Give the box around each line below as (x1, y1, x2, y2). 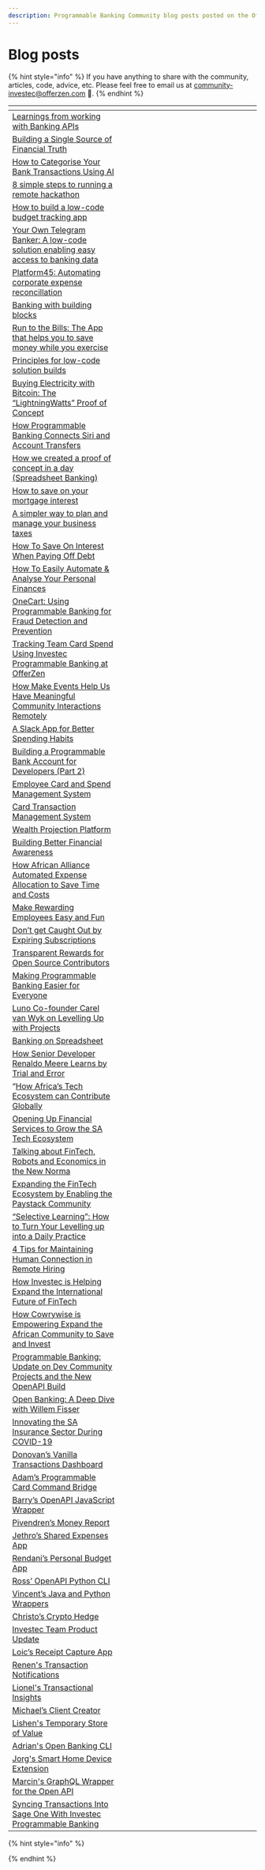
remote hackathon (12, 189, 80, 200)
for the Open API (12, 1785, 74, 1797)
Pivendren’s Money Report (12, 1517, 110, 1528)
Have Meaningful (12, 690, 76, 702)
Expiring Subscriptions (12, 934, 96, 945)
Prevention (12, 625, 53, 636)
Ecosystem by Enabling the (12, 1188, 113, 1199)
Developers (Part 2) (12, 766, 85, 777)
